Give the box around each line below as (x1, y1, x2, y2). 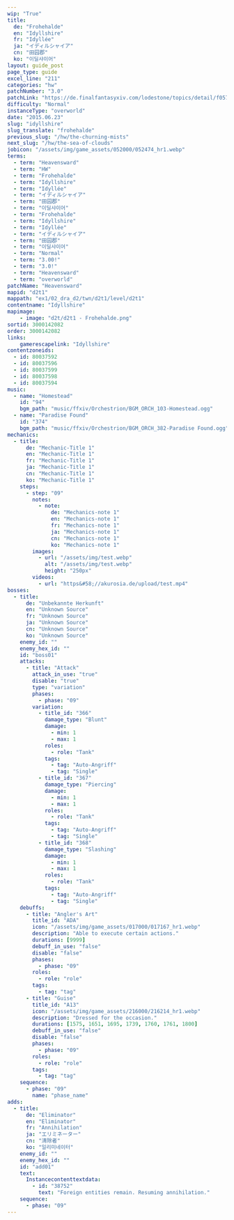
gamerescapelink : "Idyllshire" (19, 341, 111, 348)
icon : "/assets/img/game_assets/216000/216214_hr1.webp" (32, 1007, 201, 1014)
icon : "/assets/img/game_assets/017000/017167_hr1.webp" (32, 924, 201, 931)
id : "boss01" (19, 651, 58, 658)
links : (7, 334, 26, 341)
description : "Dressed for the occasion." (32, 1014, 157, 1021)
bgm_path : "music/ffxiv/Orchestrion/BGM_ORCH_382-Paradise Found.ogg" (19, 424, 229, 432)
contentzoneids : (7, 347, 54, 354)
